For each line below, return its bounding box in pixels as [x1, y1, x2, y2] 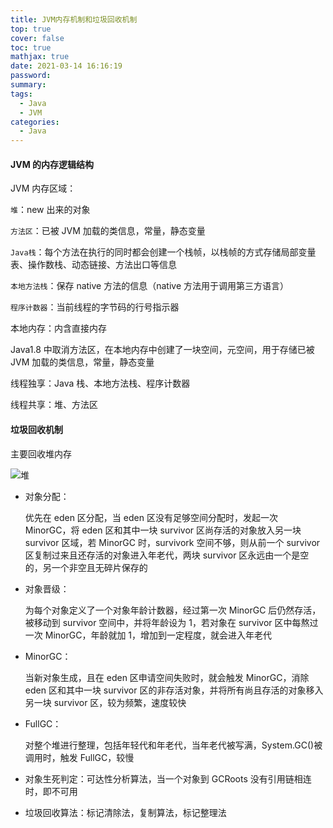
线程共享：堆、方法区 [10, 399, 98, 411]
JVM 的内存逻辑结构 [10, 158, 94, 170]
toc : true [10, 42, 52, 53]
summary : [10, 80, 47, 90]
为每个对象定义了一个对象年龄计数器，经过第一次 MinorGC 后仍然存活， [24, 604, 322, 616]
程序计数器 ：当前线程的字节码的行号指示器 [10, 301, 180, 313]
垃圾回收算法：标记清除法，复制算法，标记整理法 [24, 806, 227, 818]
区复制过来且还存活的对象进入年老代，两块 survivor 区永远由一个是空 [24, 549, 310, 561]
